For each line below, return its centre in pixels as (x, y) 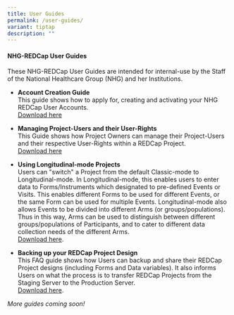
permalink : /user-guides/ (45, 20)
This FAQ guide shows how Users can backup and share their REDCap (119, 260)
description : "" (31, 33)
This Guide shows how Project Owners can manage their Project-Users (121, 136)
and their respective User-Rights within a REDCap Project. (101, 143)
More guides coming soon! (46, 304)
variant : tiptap (31, 27)
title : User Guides (36, 14)
